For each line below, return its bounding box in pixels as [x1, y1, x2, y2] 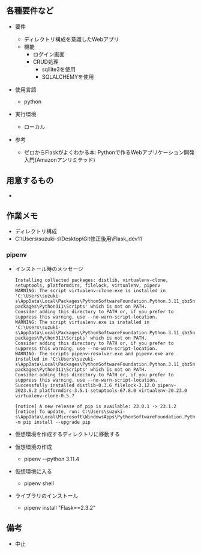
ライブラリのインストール [14, 492, 79, 499]
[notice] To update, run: [14, 408, 80, 415]
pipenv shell [23, 480, 54, 487]
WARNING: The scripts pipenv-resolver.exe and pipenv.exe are [14, 350, 174, 356]
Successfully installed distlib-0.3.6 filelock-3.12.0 [14, 382, 155, 388]
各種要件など [6, 5, 54, 16]
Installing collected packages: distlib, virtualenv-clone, [14, 277, 169, 283]
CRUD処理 [32, 58, 59, 65]
